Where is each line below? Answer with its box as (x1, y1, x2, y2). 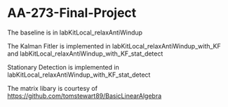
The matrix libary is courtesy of (7, 84, 98, 92)
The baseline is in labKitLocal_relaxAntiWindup (7, 28, 142, 37)
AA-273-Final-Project (7, 5, 137, 21)
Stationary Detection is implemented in (7, 63, 119, 71)
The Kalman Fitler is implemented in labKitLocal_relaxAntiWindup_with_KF (7, 42, 221, 50)
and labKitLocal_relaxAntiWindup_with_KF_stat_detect (7, 49, 163, 58)
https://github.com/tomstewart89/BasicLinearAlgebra (7, 92, 162, 100)
